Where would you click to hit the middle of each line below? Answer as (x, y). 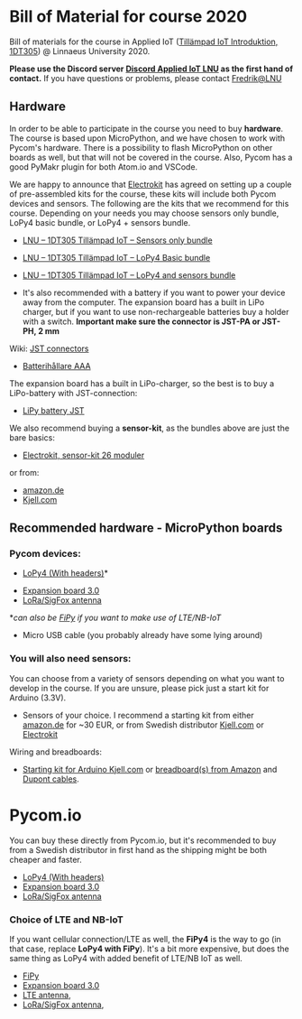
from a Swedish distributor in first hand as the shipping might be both (138, 849)
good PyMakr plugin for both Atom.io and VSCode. (104, 167)
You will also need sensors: (70, 659)
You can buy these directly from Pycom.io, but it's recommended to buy (143, 840)
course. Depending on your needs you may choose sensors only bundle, (144, 213)
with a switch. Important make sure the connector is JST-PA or (141, 321)
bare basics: (32, 437)
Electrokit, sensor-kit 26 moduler (83, 455)
